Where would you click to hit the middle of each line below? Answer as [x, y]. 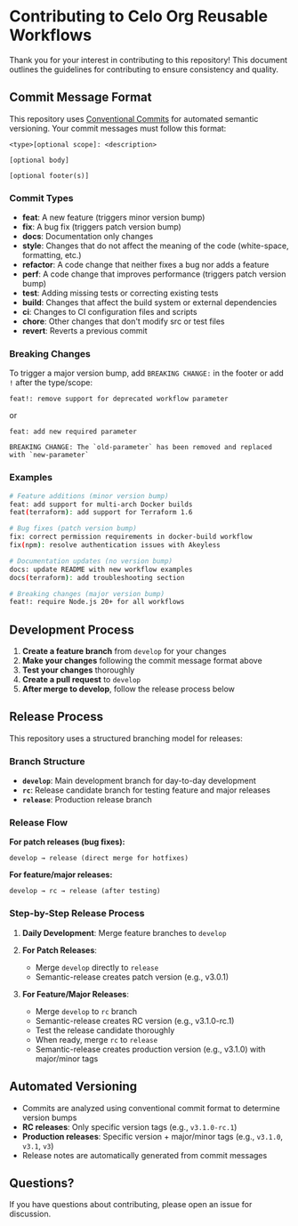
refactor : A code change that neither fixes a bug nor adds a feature [145, 265]
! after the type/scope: [51, 383]
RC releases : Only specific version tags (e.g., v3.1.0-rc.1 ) [129, 1126]
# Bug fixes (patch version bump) [73, 528]
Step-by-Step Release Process [77, 914]
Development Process [72, 629]
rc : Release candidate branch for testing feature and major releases [146, 790]
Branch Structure [47, 761]
